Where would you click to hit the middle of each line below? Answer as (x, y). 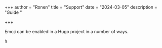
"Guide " (13, 12)
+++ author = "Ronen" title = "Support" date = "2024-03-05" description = (81, 7)
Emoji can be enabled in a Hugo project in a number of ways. (67, 31)
